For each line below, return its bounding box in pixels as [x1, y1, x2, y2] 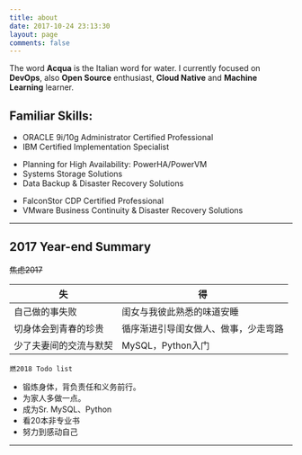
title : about [9, 13, 58, 22]
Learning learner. [9, 82, 75, 93]
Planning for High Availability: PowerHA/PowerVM [22, 159, 208, 170]
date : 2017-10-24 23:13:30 [9, 22, 111, 31]
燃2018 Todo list [9, 364, 74, 373]
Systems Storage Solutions [22, 168, 123, 180]
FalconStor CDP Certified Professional [22, 195, 164, 207]
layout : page [9, 30, 58, 39]
